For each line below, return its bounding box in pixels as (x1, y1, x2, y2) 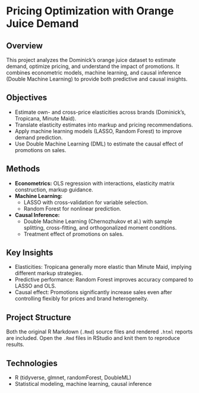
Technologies (6, 358, 58, 368)
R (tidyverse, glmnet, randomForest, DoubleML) (14, 374, 132, 381)
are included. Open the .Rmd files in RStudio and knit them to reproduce (6, 335, 180, 342)
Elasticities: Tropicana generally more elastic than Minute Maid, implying (14, 264, 192, 271)
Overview (6, 41, 43, 51)
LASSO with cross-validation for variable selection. (23, 199, 149, 206)
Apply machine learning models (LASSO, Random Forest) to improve (14, 127, 182, 135)
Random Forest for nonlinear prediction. (23, 205, 122, 212)
